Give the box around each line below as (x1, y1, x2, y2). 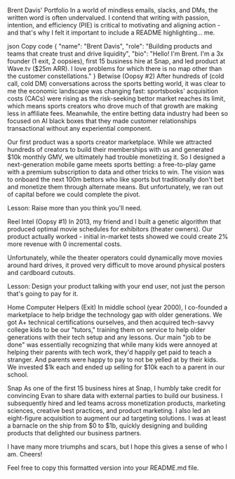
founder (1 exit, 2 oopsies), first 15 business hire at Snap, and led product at (7, 57, 226, 65)
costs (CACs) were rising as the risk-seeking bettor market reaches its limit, (7, 94, 226, 103)
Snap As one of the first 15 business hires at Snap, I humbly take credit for (7, 384, 221, 392)
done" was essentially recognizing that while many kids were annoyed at (7, 340, 217, 349)
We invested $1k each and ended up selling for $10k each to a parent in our (7, 363, 225, 371)
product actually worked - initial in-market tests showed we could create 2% (7, 232, 229, 241)
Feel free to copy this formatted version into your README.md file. (7, 464, 199, 472)
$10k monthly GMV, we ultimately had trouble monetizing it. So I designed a (7, 153, 226, 161)
